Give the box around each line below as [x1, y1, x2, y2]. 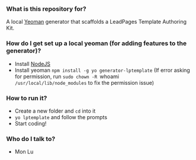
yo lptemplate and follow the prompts [14, 113, 108, 120]
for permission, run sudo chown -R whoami [14, 73, 120, 80]
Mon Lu [14, 148, 34, 155]
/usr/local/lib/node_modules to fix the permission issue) [14, 79, 155, 86]
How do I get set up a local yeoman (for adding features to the [6, 39, 187, 47]
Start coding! [14, 120, 47, 127]
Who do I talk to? [6, 135, 56, 143]
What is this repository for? [6, 5, 87, 13]
